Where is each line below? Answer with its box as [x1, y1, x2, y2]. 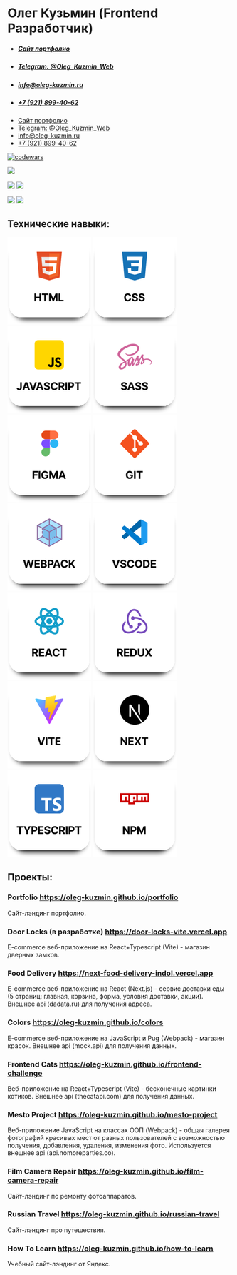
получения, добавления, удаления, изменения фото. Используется [7, 1141, 211, 1150]
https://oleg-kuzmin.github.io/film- [78, 1166, 204, 1176]
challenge [7, 1068, 43, 1078]
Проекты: [7, 871, 53, 883]
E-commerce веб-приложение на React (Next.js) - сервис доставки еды [7, 984, 225, 993]
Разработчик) [7, 20, 94, 36]
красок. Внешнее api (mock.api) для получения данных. [7, 1041, 177, 1050]
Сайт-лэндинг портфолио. [7, 909, 87, 917]
